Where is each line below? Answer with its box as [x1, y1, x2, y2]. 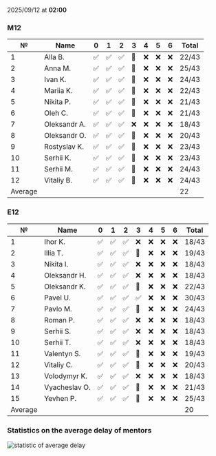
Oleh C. [44, 108, 69, 118]
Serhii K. [44, 153, 72, 163]
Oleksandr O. [44, 131, 87, 141]
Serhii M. [44, 165, 74, 174]
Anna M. [44, 63, 72, 73]
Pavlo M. [44, 304, 72, 313]
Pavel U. [44, 293, 71, 302]
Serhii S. [44, 327, 72, 336]
